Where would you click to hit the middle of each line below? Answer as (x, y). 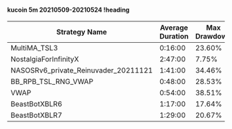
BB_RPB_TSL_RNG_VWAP (52, 81)
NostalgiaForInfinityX (45, 59)
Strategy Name (81, 32)
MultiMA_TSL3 (35, 48)
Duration (174, 37)
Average (174, 28)
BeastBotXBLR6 (37, 104)
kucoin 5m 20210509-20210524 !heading (68, 10)
